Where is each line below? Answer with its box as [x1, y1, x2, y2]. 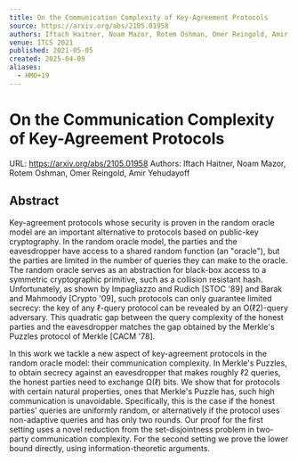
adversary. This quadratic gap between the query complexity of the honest [9, 311, 285, 322]
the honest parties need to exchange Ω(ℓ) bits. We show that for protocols [9, 376, 280, 387]
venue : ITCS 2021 [9, 37, 74, 47]
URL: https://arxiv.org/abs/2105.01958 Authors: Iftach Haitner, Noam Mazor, [9, 158, 286, 169]
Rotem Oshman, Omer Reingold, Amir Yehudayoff [9, 167, 190, 178]
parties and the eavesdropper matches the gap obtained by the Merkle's [9, 321, 275, 332]
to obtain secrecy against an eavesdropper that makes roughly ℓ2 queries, [9, 367, 281, 377]
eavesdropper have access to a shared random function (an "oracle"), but [9, 245, 280, 256]
